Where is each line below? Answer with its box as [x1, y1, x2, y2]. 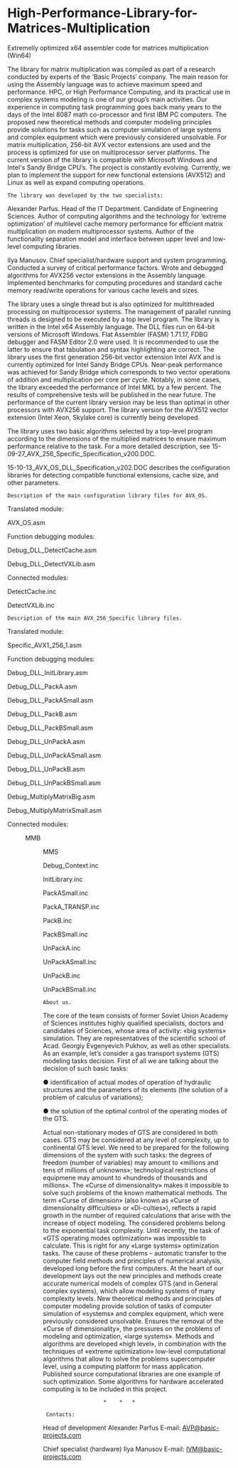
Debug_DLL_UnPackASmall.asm [7, 751, 102, 760]
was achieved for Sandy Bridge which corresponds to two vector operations [7, 367, 231, 376]
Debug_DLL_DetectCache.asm [7, 546, 97, 554]
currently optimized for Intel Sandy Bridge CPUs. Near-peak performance [7, 360, 222, 369]
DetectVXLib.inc [7, 600, 55, 609]
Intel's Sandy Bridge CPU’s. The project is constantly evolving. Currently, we [7, 163, 231, 171]
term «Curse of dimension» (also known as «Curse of [43, 1196, 200, 1204]
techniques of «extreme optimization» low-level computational [43, 1346, 226, 1355]
